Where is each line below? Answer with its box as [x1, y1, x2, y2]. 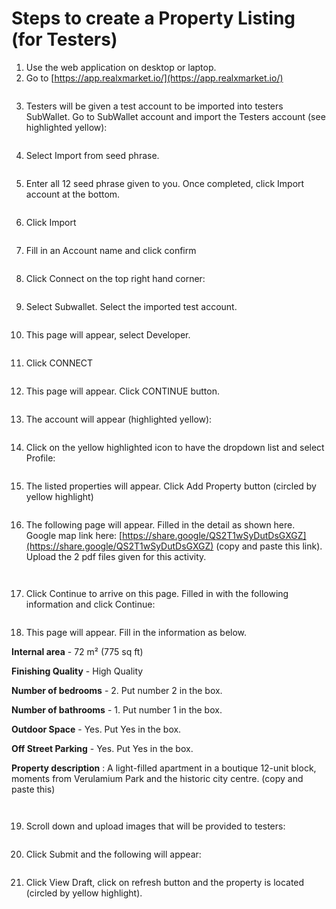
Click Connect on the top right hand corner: [25, 272, 206, 284]
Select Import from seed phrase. [25, 149, 160, 161]
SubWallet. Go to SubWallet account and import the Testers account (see [25, 110, 326, 122]
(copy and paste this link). [215, 540, 323, 552]
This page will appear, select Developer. [25, 328, 191, 341]
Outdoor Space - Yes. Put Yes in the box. [11, 723, 182, 735]
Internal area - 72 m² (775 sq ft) [11, 645, 144, 657]
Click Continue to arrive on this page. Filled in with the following [25, 587, 289, 599]
